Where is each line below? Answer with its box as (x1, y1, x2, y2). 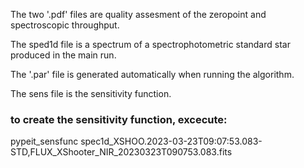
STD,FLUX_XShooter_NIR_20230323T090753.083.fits (10, 146, 233, 158)
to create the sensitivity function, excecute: (10, 112, 228, 126)
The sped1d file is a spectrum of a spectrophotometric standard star (10, 39, 291, 50)
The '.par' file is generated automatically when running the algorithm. (10, 69, 295, 80)
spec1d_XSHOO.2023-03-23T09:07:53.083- (80, 135, 263, 148)
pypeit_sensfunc (10, 135, 79, 148)
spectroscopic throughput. (10, 19, 120, 31)
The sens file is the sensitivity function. (10, 88, 172, 99)
